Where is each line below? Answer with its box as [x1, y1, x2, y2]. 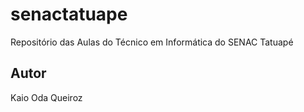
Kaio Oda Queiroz [10, 91, 83, 103]
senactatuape [10, 3, 128, 26]
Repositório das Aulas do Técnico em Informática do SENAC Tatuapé [10, 36, 294, 48]
